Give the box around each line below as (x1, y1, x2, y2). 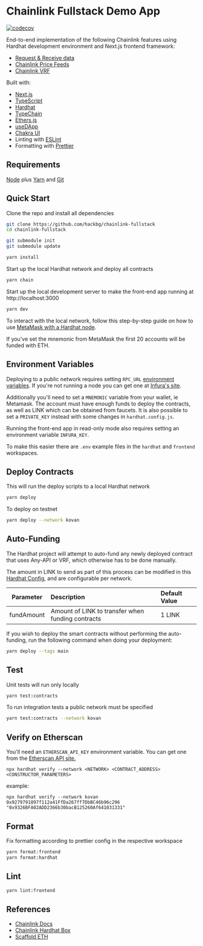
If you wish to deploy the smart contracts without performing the (6, 630, 167, 637)
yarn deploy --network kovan (6, 517, 80, 524)
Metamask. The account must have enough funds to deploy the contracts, (6, 400, 191, 407)
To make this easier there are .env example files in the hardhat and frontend (6, 442, 195, 450)
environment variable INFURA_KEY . (6, 431, 89, 438)
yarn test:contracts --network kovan (6, 715, 101, 722)
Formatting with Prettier (14, 142, 74, 149)
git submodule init (6, 238, 56, 244)
